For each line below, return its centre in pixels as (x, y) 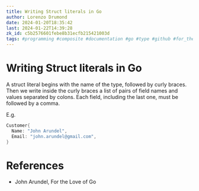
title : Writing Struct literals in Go (54, 11)
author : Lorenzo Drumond (37, 17)
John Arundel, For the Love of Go (55, 182)
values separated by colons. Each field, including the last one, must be (92, 97)
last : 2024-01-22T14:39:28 (39, 28)
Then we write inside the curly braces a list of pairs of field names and (92, 90)
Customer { (18, 125)
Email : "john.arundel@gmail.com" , (54, 136)
